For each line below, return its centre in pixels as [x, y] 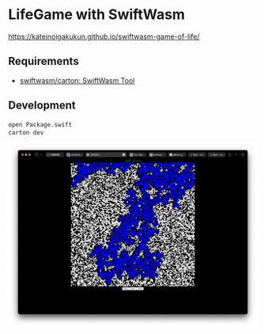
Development [42, 106]
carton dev [26, 133]
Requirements [43, 61]
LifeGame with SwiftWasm [97, 15]
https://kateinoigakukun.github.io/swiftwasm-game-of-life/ [104, 36]
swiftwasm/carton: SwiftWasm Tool [77, 80]
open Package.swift [40, 124]
